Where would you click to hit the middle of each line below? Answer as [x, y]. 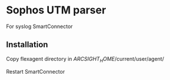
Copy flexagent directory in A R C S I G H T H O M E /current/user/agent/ [85, 59]
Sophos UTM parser [56, 10]
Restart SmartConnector [36, 71]
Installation [27, 45]
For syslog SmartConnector [39, 26]
